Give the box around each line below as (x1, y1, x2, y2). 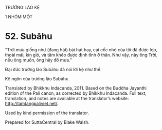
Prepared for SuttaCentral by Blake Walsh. (5, 119, 90, 125)
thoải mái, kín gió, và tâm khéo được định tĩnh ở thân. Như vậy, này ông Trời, (5, 52, 158, 58)
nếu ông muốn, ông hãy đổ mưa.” (5, 57, 72, 63)
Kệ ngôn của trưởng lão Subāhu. (5, 75, 70, 82)
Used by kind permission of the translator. (5, 110, 89, 116)
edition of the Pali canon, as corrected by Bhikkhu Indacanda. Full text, (5, 90, 147, 96)
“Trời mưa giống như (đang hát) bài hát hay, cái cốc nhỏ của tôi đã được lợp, (5, 46, 158, 53)
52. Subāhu (5, 31, 53, 42)
